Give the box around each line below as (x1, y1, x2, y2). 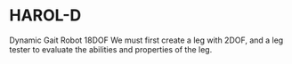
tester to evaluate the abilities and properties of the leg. (9, 44, 213, 54)
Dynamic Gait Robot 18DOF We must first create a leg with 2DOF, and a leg (9, 35, 284, 45)
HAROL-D (9, 5, 82, 26)
